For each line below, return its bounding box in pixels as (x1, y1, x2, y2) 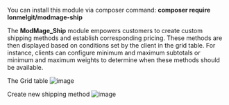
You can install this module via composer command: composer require (7, 6, 211, 14)
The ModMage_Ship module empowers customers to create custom (7, 27, 203, 35)
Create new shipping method (7, 90, 90, 98)
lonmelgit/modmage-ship (7, 13, 83, 21)
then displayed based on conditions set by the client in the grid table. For (7, 41, 216, 49)
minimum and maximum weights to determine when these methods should (7, 56, 221, 64)
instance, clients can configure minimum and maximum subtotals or (7, 48, 201, 57)
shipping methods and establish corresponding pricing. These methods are (7, 34, 223, 42)
